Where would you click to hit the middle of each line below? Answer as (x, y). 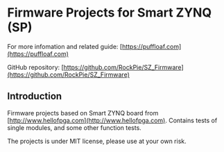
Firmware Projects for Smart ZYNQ (110, 13)
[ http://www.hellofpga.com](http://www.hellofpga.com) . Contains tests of (112, 120)
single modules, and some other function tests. (75, 127)
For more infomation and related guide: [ (65, 46)
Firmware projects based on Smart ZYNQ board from (83, 113)
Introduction (35, 96)
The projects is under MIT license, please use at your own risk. (97, 141)
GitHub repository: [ (35, 67)
